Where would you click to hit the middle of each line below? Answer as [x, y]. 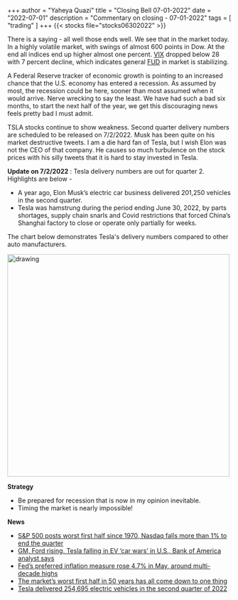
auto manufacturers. [37, 244]
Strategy [21, 486]
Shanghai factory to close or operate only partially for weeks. [107, 223]
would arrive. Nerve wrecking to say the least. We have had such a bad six [117, 98]
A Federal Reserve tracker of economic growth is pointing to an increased [115, 75]
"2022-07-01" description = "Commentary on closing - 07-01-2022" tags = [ [119, 18]
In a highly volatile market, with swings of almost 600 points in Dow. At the [116, 47]
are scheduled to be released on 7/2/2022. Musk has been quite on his [111, 135]
